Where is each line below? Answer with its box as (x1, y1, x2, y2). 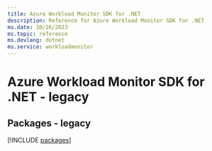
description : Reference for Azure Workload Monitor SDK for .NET (7, 17, 204, 24)
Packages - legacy (7, 117, 91, 129)
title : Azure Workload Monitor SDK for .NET (7, 10, 141, 18)
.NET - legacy (7, 89, 89, 105)
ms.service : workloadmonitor (7, 43, 94, 50)
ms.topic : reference (7, 30, 69, 38)
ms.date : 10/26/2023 (7, 23, 69, 30)
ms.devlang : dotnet (7, 37, 65, 44)
